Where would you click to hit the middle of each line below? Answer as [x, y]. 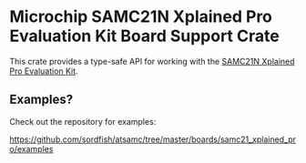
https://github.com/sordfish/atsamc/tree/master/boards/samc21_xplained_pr [153, 139]
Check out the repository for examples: [83, 121]
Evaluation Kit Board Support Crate [144, 36]
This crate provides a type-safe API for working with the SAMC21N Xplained [152, 61]
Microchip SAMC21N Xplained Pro [141, 17]
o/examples [31, 148]
